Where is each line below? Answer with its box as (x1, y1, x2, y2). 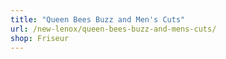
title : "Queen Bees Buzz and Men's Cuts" (10, 14, 186, 25)
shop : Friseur (10, 33, 70, 43)
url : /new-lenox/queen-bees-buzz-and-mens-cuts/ (10, 24, 217, 34)
